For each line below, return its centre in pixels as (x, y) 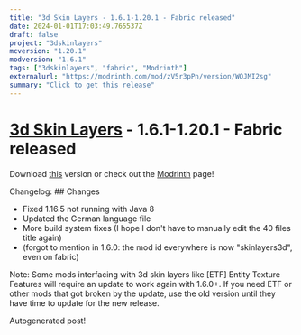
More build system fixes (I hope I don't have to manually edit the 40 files (156, 228)
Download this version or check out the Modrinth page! (112, 173)
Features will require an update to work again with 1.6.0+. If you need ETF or (151, 284)
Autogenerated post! (48, 321)
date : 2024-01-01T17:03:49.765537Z (76, 26)
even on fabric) (50, 256)
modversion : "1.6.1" (48, 60)
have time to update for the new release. (84, 302)
